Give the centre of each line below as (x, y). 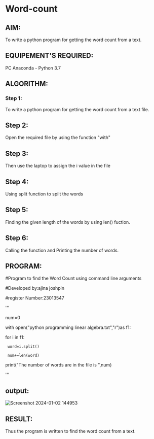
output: (17, 391)
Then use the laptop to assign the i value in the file (58, 166)
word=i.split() (23, 347)
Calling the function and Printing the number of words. (62, 250)
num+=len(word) (23, 356)
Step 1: (14, 98)
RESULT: (19, 419)
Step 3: (17, 154)
